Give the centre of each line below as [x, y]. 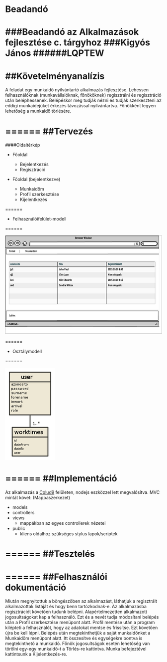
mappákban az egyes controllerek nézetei [63, 523]
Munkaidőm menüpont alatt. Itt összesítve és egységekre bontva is [74, 638]
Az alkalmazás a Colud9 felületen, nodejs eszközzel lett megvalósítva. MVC [83, 492]
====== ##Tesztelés [50, 554]
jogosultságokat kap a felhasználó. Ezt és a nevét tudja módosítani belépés [82, 617]
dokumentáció [36, 587]
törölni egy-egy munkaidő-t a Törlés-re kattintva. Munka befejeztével [76, 649]
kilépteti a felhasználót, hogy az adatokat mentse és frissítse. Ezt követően [82, 628]
